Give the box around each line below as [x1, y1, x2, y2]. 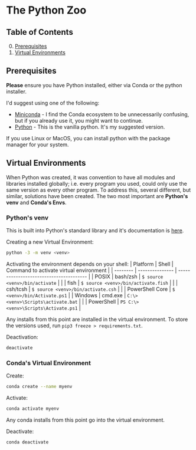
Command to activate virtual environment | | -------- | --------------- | [6, 267, 177, 274]
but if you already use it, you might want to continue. [14, 117, 143, 124]
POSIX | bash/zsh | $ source [94, 272, 164, 280]
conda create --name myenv [6, 383, 73, 389]
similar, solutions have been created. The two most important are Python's [6, 192, 188, 199]
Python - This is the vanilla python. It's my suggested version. [14, 123, 165, 130]
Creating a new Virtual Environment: [6, 238, 94, 245]
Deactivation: [6, 333, 38, 340]
